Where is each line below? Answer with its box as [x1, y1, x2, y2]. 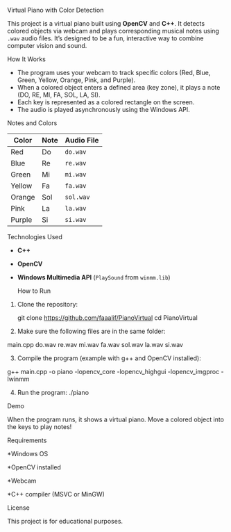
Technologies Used [7, 233, 62, 241]
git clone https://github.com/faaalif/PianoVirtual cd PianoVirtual [17, 314, 198, 322]
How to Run [17, 287, 51, 295]
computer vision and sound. [7, 42, 87, 49]
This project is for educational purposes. [7, 517, 123, 525]
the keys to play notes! [7, 423, 72, 430]
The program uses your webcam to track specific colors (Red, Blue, [17, 69, 211, 76]
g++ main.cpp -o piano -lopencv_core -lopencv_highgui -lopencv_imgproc [7, 368, 220, 376]
